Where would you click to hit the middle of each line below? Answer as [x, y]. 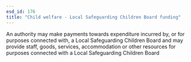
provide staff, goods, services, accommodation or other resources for [91, 46]
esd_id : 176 [21, 12]
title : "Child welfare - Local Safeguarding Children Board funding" [94, 17]
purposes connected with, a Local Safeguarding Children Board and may [95, 40]
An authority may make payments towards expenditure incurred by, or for [96, 34]
